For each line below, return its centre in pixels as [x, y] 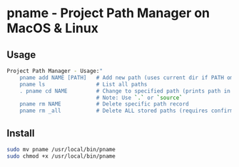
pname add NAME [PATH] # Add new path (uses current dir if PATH [122, 77]
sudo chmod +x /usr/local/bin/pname [61, 156]
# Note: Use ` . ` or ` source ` [139, 98]
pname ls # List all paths [83, 84]
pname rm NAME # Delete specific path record [105, 104]
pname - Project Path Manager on [108, 13]
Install [21, 133]
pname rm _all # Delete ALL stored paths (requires [114, 111]
